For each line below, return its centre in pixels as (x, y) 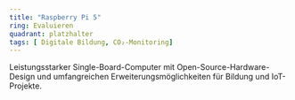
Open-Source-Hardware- (223, 67)
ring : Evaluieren (41, 26)
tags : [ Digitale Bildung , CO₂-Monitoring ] (91, 42)
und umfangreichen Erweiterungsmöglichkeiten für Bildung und (153, 77)
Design (22, 77)
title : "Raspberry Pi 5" (55, 17)
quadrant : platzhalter (51, 34)
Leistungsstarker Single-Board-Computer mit (92, 67)
